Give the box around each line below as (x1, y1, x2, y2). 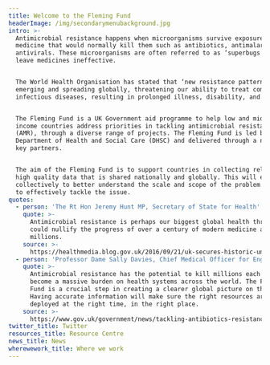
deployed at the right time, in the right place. (29, 300, 199, 308)
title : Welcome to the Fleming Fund (8, 11, 131, 20)
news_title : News (8, 338, 67, 346)
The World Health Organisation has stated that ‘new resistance (15, 78, 235, 86)
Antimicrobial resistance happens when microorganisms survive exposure (15, 34, 264, 43)
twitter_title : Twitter (8, 322, 88, 331)
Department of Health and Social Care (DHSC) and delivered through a (15, 137, 257, 145)
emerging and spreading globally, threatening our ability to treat (15, 85, 250, 93)
